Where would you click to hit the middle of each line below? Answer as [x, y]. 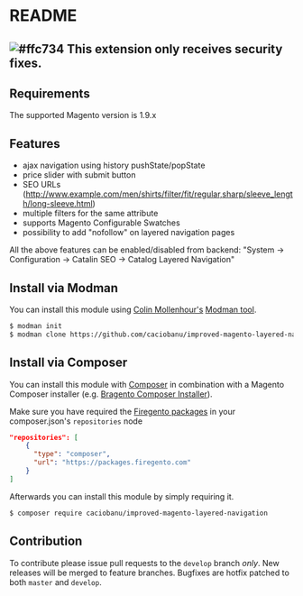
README [43, 16]
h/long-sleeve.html [57, 204]
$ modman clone [38, 335]
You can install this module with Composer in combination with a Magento [147, 384]
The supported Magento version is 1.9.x [83, 115]
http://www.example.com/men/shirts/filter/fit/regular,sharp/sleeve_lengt [159, 194]
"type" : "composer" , [72, 454]
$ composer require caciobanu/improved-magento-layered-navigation [139, 513]
